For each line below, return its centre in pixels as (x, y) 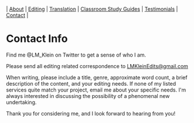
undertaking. (21, 102)
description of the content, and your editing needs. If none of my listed (91, 83)
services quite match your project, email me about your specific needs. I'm (96, 90)
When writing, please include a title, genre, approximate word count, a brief (97, 77)
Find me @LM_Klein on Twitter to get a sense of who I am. (76, 55)
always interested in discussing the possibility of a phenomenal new (88, 96)
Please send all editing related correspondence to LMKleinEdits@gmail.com (97, 66)
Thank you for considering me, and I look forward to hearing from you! (91, 113)
